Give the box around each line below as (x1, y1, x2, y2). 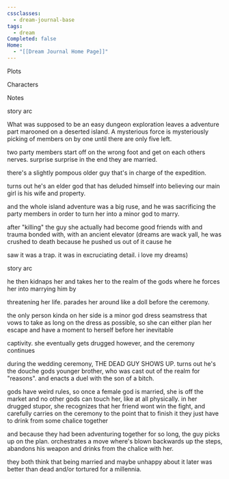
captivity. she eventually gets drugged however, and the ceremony (7, 339, 195, 347)
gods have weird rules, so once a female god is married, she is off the (7, 387, 204, 395)
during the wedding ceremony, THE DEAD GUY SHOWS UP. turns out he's (7, 359, 217, 367)
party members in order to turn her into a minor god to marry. (7, 210, 180, 218)
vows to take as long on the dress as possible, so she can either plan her (7, 318, 212, 326)
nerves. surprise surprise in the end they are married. (7, 155, 158, 163)
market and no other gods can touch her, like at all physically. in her (7, 395, 198, 403)
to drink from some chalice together (7, 416, 108, 425)
